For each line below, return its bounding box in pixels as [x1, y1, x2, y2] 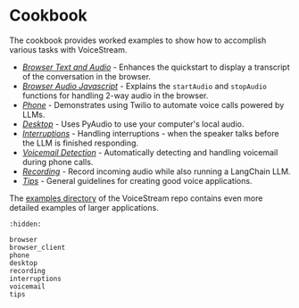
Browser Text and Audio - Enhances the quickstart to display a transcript [21, 62, 290, 72]
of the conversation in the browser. [21, 71, 152, 81]
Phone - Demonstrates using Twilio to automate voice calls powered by [21, 99, 285, 110]
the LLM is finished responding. [21, 137, 139, 148]
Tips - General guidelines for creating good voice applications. [21, 175, 253, 186]
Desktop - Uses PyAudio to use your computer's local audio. [21, 118, 245, 129]
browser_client [9, 243, 66, 252]
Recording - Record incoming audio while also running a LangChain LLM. [21, 166, 291, 177]
